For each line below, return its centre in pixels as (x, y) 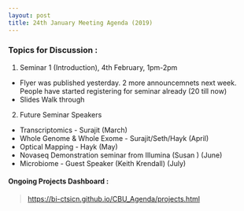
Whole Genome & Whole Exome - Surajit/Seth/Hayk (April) (114, 138)
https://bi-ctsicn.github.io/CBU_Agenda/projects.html (114, 199)
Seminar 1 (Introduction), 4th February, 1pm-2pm (98, 67)
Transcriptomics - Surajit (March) (74, 130)
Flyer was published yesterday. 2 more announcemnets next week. (128, 83)
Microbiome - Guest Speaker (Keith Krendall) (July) (103, 163)
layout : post (30, 15)
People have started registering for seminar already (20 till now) (123, 91)
